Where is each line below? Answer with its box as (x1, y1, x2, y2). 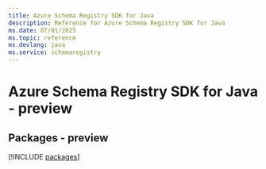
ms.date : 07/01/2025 (8, 26, 77, 34)
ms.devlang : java (8, 41, 66, 49)
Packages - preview (8, 131, 109, 144)
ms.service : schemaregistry (8, 48, 102, 56)
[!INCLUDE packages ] (8, 152, 80, 161)
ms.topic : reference (8, 33, 77, 42)
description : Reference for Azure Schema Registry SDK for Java (8, 19, 226, 27)
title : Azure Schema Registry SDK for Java (8, 11, 155, 20)
